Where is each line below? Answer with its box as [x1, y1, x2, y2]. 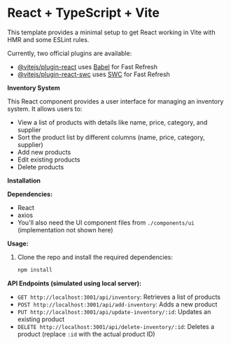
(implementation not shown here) [17, 225, 113, 234]
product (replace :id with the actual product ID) [17, 330, 155, 338]
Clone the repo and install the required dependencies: [17, 253, 173, 261]
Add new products [17, 148, 71, 156]
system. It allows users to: [7, 104, 83, 113]
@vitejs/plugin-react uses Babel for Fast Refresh [17, 62, 158, 71]
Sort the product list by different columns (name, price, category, [17, 133, 205, 141]
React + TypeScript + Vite [7, 5, 160, 21]
